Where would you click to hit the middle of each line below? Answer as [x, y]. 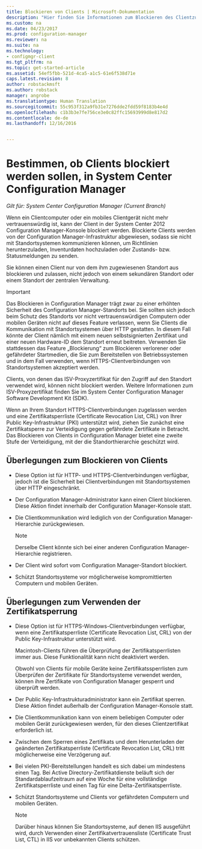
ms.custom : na [24, 23]
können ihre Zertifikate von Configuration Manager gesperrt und [94, 681]
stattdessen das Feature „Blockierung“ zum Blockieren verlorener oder [94, 348]
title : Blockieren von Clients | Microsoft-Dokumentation [80, 12]
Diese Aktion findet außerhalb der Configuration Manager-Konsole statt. [104, 705]
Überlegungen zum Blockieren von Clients [87, 461]
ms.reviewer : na [26, 40]
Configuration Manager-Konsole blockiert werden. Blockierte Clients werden [101, 230]
